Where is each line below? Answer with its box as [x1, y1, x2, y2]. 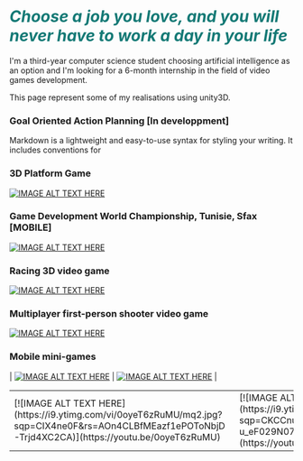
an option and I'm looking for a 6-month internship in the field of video [9, 65, 271, 76]
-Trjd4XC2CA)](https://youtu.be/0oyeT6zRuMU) [14, 430, 221, 443]
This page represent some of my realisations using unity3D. [9, 92, 232, 103]
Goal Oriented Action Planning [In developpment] [9, 115, 230, 127]
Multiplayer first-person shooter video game [9, 308, 209, 320]
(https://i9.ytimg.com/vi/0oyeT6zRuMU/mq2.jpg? [14, 408, 223, 420]
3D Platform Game [9, 167, 92, 180]
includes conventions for [9, 144, 102, 155]
